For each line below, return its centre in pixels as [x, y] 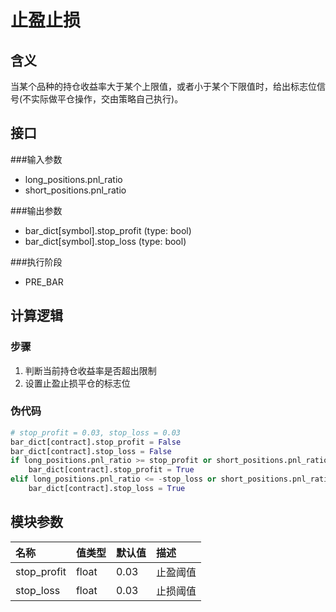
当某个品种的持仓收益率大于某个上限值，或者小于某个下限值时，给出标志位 [163, 86]
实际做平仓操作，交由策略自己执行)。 [107, 99]
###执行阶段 [36, 262]
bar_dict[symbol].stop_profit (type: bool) [108, 230]
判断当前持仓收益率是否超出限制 [90, 370]
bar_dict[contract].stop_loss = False [91, 451]
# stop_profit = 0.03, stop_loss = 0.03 [96, 432]
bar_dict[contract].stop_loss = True [107, 489]
